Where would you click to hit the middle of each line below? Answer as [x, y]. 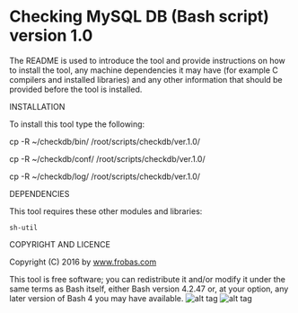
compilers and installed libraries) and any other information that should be [146, 79]
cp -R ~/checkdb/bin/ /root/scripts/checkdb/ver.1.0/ [105, 141]
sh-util [24, 228]
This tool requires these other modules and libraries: [106, 211]
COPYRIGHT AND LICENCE [60, 244]
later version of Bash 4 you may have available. [96, 298]
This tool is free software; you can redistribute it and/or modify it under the [147, 279]
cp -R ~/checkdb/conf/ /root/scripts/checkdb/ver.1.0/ [107, 158]
